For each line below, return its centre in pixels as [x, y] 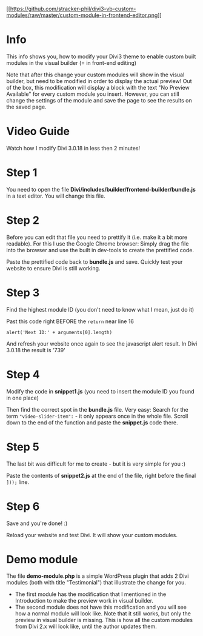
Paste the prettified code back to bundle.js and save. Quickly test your [95, 262]
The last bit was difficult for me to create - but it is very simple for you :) [96, 464]
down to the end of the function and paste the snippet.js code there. [92, 422]
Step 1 [22, 173]
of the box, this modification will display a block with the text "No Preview [98, 87]
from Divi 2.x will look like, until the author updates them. [86, 626]
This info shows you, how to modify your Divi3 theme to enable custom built [101, 56]
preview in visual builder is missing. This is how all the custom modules [104, 620]
